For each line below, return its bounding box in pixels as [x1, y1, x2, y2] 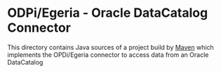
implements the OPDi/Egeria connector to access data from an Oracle [7, 51, 209, 59]
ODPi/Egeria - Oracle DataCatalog [7, 5, 208, 21]
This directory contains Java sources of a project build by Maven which [7, 43, 214, 51]
